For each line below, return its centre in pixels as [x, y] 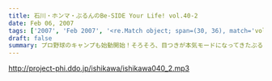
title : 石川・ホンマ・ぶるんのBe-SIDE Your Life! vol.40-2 [103, 16]
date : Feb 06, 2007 [41, 23]
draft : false [30, 38]
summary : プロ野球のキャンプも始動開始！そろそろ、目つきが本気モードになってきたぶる [136, 46]
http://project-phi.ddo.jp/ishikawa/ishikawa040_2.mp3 [99, 68]
